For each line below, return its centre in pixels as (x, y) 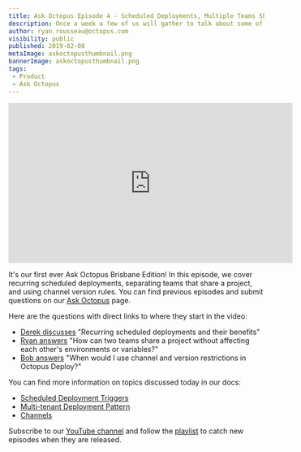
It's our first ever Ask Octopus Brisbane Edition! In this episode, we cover (131, 274)
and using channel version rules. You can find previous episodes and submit (136, 291)
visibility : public (41, 39)
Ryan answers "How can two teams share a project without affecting (135, 340)
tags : (17, 69)
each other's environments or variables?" (89, 349)
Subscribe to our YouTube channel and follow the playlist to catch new (126, 431)
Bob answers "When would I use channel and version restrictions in (133, 358)
